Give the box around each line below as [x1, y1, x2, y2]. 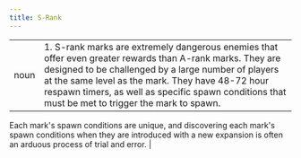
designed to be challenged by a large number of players [43, 63, 279, 75]
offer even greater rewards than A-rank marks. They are [43, 51, 281, 64]
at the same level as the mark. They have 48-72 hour [43, 74, 269, 86]
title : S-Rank [9, 13, 63, 22]
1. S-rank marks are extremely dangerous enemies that [43, 40, 279, 53]
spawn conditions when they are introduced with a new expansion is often [9, 129, 284, 140]
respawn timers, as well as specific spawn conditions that [43, 85, 287, 98]
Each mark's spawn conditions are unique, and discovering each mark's [9, 119, 276, 130]
